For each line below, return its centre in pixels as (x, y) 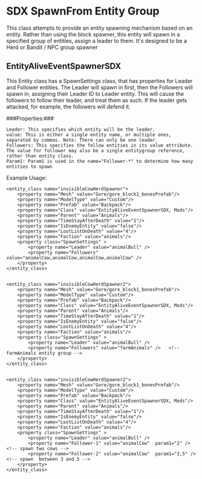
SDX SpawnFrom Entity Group (83, 11)
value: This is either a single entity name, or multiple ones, (89, 134)
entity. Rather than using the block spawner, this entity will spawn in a (93, 34)
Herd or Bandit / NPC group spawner (52, 47)
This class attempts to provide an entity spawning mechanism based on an (99, 28)
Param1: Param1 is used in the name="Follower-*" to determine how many (100, 161)
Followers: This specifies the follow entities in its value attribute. (100, 145)
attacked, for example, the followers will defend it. (69, 107)
